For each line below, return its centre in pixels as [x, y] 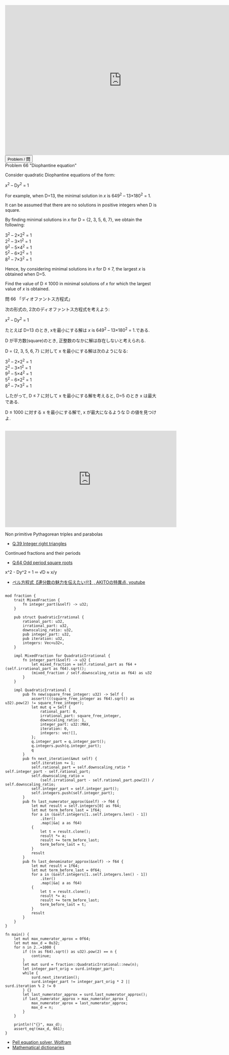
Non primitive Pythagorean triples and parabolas [54, 534]
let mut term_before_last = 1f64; [66, 810]
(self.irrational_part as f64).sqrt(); [46, 669]
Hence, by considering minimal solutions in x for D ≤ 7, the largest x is [75, 269]
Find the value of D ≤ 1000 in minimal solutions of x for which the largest [78, 283]
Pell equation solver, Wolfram [42, 1042]
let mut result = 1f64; [55, 866]
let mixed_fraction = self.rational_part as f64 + [84, 664]
